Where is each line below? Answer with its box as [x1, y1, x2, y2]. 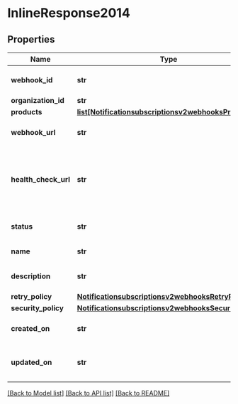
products [11, 107, 42, 116]
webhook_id [11, 75, 53, 84]
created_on [11, 324, 50, 333]
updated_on [11, 357, 52, 367]
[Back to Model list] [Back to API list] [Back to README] [7, 389, 170, 397]
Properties [7, 33, 55, 45]
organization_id [11, 96, 65, 105]
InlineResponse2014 [7, 5, 131, 21]
